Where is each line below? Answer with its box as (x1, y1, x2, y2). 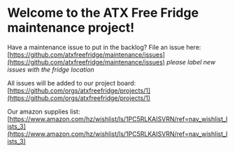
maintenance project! (7, 20, 135, 36)
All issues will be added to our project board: (7, 78, 136, 87)
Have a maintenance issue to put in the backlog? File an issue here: (7, 43, 201, 51)
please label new (166, 57, 215, 66)
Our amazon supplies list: (7, 107, 80, 116)
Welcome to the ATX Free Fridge (7, 5, 199, 21)
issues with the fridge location (7, 65, 94, 74)
